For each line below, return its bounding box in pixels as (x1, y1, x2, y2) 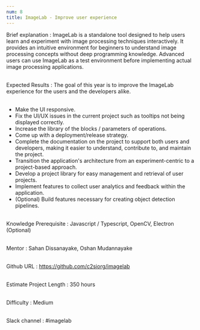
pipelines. (14, 201, 40, 209)
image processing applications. (6, 63, 84, 70)
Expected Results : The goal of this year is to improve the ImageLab (6, 81, 174, 88)
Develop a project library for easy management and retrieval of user (14, 170, 184, 177)
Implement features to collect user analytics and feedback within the (14, 182, 186, 190)
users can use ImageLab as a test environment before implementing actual (6, 57, 192, 64)
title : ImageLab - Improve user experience (6, 14, 117, 21)
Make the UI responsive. (14, 106, 76, 113)
